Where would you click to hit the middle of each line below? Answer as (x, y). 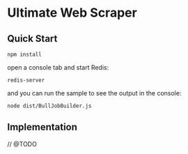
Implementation (42, 127)
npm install (24, 54)
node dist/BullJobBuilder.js (49, 106)
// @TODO (22, 144)
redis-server (26, 80)
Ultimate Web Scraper (72, 13)
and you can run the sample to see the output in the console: (94, 93)
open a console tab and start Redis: (58, 67)
